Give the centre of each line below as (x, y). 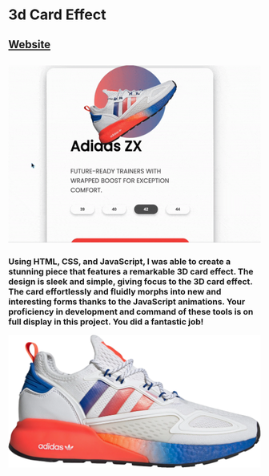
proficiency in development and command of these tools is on (131, 311)
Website (29, 45)
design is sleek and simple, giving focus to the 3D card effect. (130, 281)
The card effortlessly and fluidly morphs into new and (115, 291)
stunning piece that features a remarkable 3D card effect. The (131, 271)
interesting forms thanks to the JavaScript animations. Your (127, 301)
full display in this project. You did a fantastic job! (106, 321)
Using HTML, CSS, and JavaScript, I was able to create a (119, 261)
